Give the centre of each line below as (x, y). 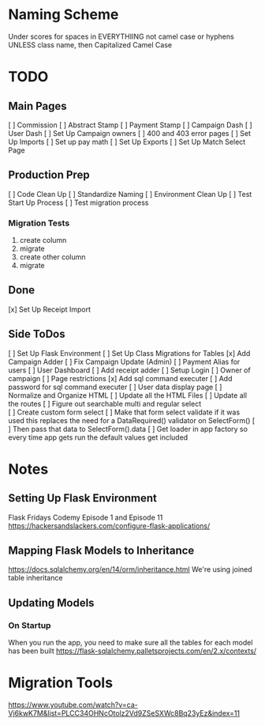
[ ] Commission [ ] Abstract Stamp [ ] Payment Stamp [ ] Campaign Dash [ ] (130, 125)
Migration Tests (39, 223)
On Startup (30, 625)
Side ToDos (37, 334)
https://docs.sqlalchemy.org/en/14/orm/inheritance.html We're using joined (130, 569)
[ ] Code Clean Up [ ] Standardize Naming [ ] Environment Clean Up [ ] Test (130, 194)
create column (43, 240)
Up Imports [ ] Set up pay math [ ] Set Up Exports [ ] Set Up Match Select (127, 142)
